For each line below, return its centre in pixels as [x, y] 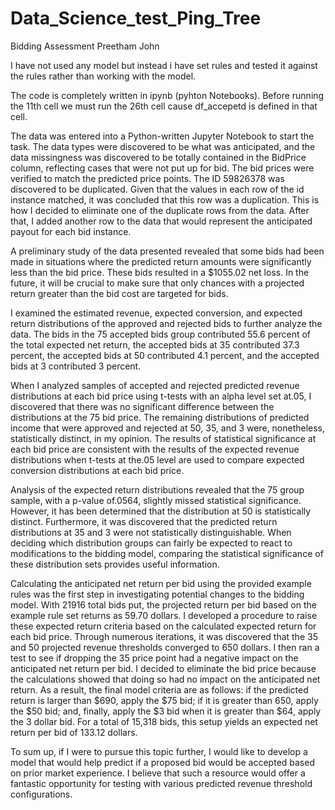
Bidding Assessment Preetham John [85, 46]
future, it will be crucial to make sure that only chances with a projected [157, 283]
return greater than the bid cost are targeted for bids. [119, 293]
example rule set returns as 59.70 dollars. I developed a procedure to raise [164, 615]
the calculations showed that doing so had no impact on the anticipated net [165, 679]
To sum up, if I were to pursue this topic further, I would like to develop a [159, 751]
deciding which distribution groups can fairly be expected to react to [151, 543]
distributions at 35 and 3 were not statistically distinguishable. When [151, 532]
